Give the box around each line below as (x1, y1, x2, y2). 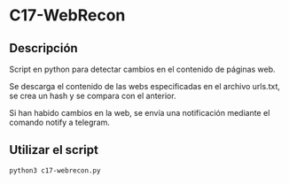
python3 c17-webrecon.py (9, 165, 101, 175)
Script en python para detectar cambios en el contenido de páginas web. (9, 64, 277, 74)
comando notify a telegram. (9, 117, 111, 127)
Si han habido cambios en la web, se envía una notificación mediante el (9, 108, 270, 118)
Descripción (9, 41, 78, 56)
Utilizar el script (9, 142, 99, 157)
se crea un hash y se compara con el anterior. (9, 90, 176, 101)
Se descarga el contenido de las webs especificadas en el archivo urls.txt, (9, 81, 281, 91)
